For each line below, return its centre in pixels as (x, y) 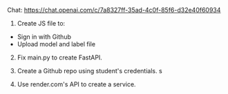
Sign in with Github (44, 37)
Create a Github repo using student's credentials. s (89, 71)
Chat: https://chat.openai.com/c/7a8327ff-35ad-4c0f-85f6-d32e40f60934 (114, 10)
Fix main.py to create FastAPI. (59, 57)
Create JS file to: (41, 23)
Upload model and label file (56, 44)
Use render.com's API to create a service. (76, 84)
